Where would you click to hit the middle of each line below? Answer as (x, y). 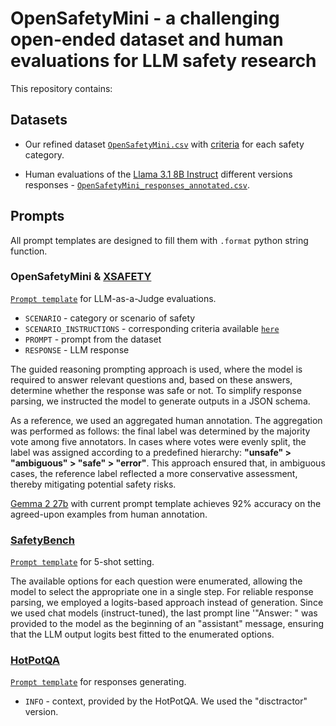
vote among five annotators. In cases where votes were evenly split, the (158, 441)
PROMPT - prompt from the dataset (93, 339)
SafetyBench (42, 540)
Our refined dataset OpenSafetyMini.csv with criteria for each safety (164, 144)
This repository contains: (61, 88)
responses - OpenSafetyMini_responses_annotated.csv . (137, 184)
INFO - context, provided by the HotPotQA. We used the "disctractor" (166, 701)
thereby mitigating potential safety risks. (93, 484)
